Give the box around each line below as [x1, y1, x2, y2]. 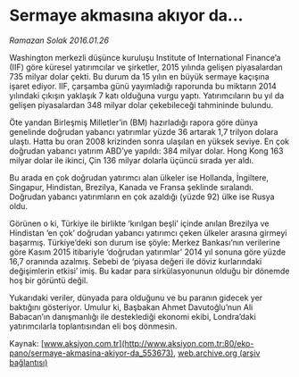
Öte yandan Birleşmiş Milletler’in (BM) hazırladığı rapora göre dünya [9, 117, 259, 128]
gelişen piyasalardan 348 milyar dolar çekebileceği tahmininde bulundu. [9, 99, 274, 110]
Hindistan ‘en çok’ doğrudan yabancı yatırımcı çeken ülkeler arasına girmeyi [9, 227, 287, 238]
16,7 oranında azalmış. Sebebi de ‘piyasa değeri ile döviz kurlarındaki [9, 256, 262, 266]
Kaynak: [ [9, 338, 45, 348]
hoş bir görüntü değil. [9, 274, 88, 286]
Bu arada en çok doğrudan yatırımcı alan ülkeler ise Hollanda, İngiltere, [9, 172, 270, 183]
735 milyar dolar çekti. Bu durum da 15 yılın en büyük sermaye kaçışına [9, 71, 270, 81]
